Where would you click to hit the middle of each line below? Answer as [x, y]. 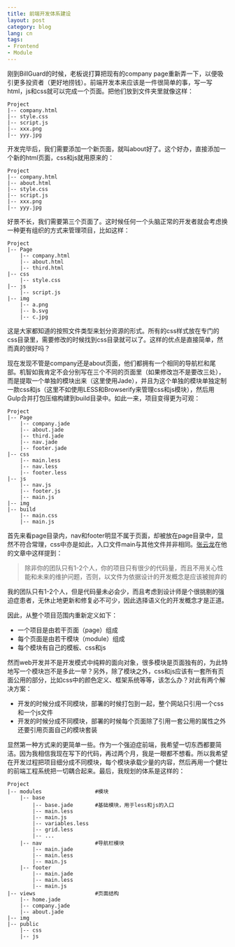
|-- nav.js [36, 485]
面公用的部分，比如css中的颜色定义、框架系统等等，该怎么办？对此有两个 [113, 680]
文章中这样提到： [38, 553]
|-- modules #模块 [58, 792]
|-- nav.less [39, 466]
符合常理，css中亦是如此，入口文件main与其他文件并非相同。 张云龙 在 [120, 544]
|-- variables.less [61, 823]
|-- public [23, 924]
